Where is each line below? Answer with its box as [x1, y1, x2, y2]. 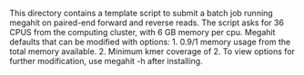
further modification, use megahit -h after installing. [9, 56, 203, 66]
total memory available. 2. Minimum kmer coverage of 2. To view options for [9, 46, 296, 57]
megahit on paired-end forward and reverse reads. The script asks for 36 [9, 17, 285, 28]
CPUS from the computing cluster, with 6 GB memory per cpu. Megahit [9, 27, 276, 37]
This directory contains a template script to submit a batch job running [9, 8, 273, 18]
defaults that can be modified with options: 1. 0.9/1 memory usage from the [9, 36, 291, 47]
